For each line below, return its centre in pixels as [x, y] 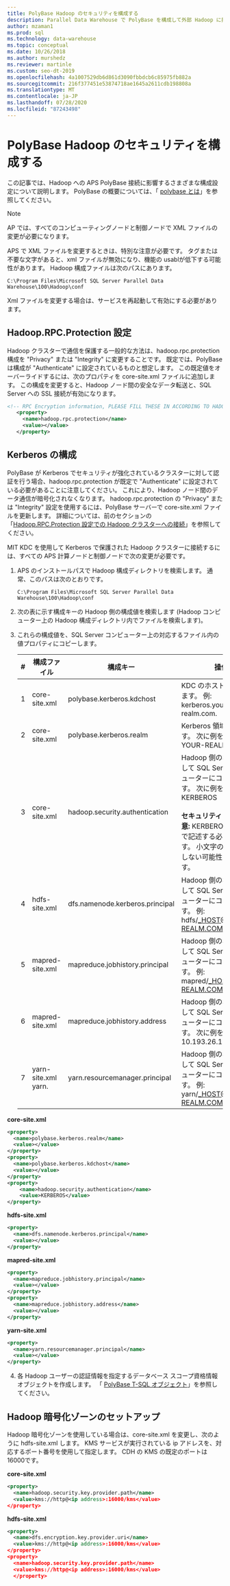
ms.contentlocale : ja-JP [42, 97]
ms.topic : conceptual [38, 45]
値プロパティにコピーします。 [59, 643]
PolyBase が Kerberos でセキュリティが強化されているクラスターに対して [110, 472]
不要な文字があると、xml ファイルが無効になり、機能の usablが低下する [108, 259]
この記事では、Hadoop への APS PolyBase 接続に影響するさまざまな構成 [110, 182]
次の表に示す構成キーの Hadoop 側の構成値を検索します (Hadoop [109, 612]
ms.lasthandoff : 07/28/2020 [47, 103]
